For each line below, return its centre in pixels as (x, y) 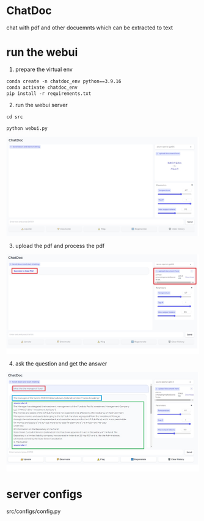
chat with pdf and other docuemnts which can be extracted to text (89, 28)
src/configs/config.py (34, 511)
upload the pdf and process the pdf (60, 246)
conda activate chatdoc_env (42, 87)
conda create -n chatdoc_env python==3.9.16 (64, 81)
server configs (44, 494)
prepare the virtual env (44, 69)
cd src (15, 117)
